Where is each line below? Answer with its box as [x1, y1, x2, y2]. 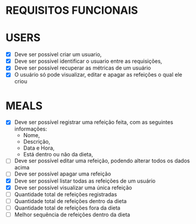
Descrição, [23, 138, 50, 146]
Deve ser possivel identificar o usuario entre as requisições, [14, 57, 162, 65]
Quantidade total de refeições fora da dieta [14, 204, 120, 211]
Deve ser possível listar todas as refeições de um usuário [14, 177, 156, 184]
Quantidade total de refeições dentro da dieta [14, 197, 127, 204]
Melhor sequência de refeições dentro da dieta [14, 211, 130, 218]
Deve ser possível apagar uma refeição [14, 170, 111, 177]
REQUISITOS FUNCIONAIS [5, 4, 138, 17]
